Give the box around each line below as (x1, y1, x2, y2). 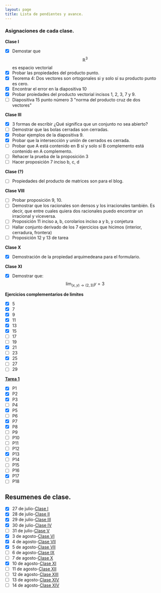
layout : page (5, 7, 32, 12)
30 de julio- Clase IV (12, 522, 52, 528)
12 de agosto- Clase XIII (12, 572, 59, 577)
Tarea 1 (5, 376, 20, 382)
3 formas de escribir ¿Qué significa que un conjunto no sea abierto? (12, 121, 148, 127)
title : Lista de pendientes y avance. (5, 12, 83, 16)
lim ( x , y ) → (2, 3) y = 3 (65, 281, 105, 288)
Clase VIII (5, 188, 25, 194)
